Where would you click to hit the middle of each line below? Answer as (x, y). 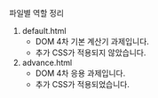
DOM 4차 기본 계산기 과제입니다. (92, 41)
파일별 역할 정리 (37, 13)
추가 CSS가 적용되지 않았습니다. (91, 53)
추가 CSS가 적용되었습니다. (83, 84)
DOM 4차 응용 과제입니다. (80, 73)
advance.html (47, 62)
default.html (44, 31)
